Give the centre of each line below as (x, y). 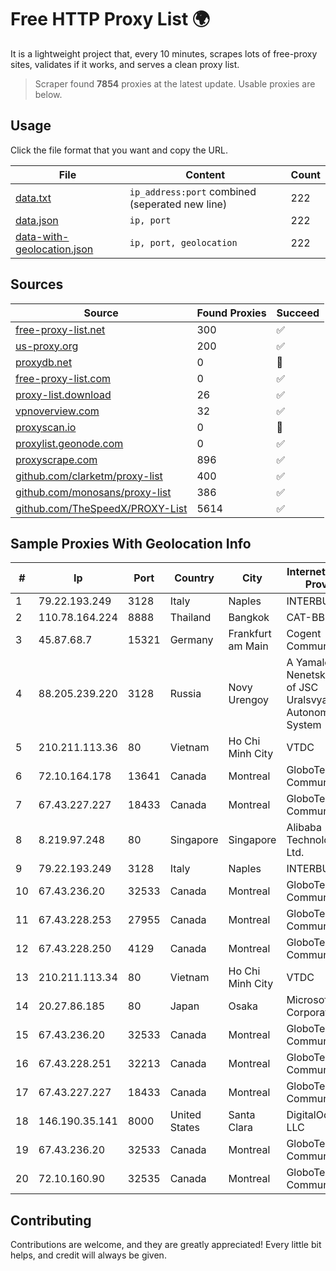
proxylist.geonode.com (69, 443)
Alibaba (304, 828)
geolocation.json (54, 249)
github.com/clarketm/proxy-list (89, 476)
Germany (191, 640)
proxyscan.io (46, 427)
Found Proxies (231, 313)
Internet (306, 572)
